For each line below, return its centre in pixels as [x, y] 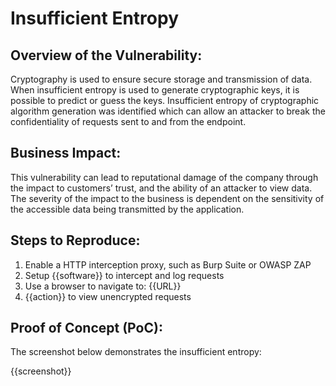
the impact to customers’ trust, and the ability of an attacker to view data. [161, 188]
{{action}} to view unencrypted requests [108, 296]
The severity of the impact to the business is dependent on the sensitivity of [167, 198]
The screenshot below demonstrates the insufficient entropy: [136, 352]
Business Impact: [66, 153]
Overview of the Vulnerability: [106, 55]
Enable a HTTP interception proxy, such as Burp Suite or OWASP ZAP [168, 264]
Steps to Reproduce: [75, 240]
